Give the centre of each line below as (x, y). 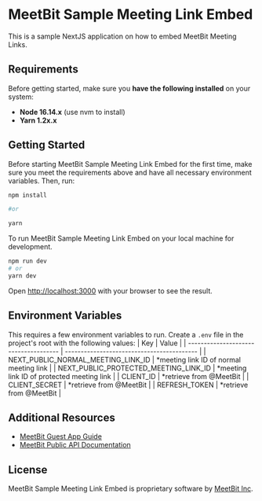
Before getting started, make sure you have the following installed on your (129, 88)
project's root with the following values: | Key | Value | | (97, 343)
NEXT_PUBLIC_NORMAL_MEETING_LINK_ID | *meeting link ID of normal (125, 359)
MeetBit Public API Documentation (75, 445)
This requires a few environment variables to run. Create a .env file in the (126, 334)
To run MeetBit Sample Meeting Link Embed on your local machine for (121, 238)
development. (30, 247)
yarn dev (22, 276)
